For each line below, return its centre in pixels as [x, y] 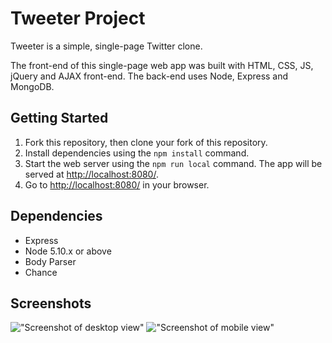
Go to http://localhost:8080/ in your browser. [117, 184]
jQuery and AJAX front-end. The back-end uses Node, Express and [149, 76]
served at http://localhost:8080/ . [91, 174]
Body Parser [50, 261]
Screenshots [51, 303]
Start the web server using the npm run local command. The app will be [173, 163]
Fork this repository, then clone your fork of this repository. [146, 142]
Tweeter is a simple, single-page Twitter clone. [106, 46]
